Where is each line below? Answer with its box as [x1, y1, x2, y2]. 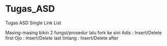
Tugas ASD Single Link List [5, 20, 61, 26]
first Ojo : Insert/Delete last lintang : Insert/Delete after [5, 35, 119, 41]
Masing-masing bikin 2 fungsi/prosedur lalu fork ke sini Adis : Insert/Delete [5, 29, 162, 35]
